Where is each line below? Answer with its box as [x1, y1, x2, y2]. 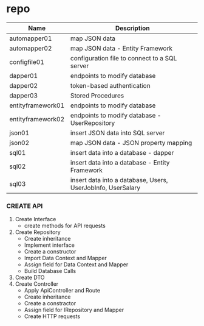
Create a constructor [24, 248, 76, 255]
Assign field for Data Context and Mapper [24, 261, 129, 268]
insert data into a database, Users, [70, 175, 168, 184]
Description [115, 24, 150, 32]
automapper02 [9, 44, 52, 52]
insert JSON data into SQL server [70, 129, 165, 137]
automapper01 [9, 34, 52, 43]
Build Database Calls [24, 268, 76, 275]
